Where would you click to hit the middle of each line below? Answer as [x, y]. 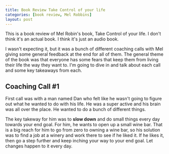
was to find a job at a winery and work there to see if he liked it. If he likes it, [85, 135]
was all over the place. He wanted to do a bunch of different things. [76, 109]
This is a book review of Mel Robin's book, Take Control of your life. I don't [83, 34]
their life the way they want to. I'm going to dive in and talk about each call [83, 65]
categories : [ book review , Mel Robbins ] [49, 15]
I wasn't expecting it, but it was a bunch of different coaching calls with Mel [84, 49]
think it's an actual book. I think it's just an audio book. [62, 39]
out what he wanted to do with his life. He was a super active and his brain [83, 104]
